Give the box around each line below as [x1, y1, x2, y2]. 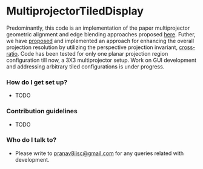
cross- [178, 44, 196, 51]
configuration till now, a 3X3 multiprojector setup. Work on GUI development [6, 56, 197, 64]
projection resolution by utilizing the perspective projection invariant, [6, 44, 178, 51]
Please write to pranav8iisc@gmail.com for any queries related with [15, 150, 184, 157]
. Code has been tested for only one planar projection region [17, 50, 168, 57]
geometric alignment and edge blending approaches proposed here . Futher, [6, 30, 196, 38]
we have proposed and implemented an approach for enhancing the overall [6, 37, 195, 44]
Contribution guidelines [6, 107, 78, 116]
